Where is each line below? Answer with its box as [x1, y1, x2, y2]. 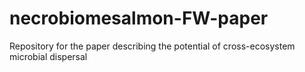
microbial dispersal [9, 50, 88, 62]
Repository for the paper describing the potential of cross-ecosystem [9, 40, 296, 52]
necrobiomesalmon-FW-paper [9, 7, 269, 30]
